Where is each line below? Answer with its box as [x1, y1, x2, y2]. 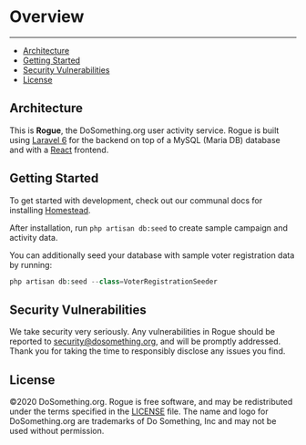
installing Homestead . [9, 204, 91, 215]
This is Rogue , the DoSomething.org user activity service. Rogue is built [9, 125, 280, 136]
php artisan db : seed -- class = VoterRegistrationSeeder [9, 276, 219, 286]
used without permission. [9, 426, 105, 437]
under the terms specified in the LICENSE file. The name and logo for [9, 406, 269, 417]
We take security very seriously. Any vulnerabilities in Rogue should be [9, 326, 276, 337]
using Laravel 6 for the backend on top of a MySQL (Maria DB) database [9, 134, 280, 145]
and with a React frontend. [9, 144, 109, 155]
